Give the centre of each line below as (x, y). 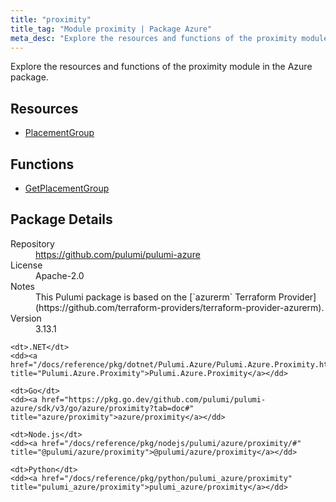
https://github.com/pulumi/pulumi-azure (118, 254)
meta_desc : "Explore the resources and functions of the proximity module (169, 38)
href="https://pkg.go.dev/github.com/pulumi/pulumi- (154, 399)
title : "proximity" (51, 19)
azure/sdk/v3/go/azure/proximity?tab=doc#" (102, 408)
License (26, 265)
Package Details (61, 219)
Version (26, 318)
